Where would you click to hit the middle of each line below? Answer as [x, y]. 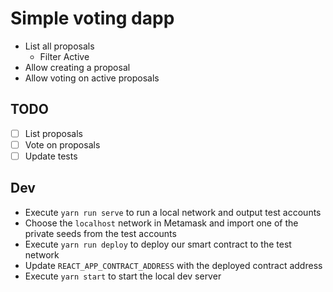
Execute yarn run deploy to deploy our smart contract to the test [158, 244]
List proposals [53, 133]
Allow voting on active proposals [92, 78]
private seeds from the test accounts [100, 233]
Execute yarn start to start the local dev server [123, 276]
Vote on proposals [62, 144]
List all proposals [59, 46]
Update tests [51, 156]
